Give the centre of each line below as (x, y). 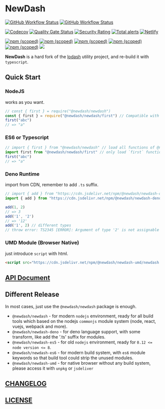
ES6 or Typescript (27, 137)
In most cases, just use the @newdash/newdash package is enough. (71, 306)
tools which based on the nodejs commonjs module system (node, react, (84, 321)
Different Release (32, 295)
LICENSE (19, 400)
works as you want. (25, 102)
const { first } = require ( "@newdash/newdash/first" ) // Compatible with (82, 116)
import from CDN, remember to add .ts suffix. (52, 185)
